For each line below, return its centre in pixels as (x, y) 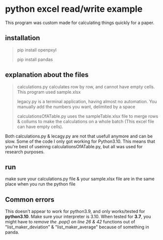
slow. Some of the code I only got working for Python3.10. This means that (80, 141)
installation (23, 38)
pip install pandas (35, 59)
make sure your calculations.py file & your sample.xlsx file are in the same (80, 179)
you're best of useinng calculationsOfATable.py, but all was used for (74, 146)
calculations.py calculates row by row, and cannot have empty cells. (86, 86)
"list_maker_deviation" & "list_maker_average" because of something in (77, 227)
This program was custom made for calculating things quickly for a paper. (80, 23)
